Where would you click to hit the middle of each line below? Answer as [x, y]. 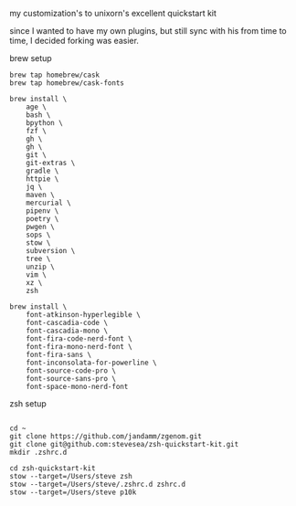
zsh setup [28, 404]
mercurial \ [48, 203]
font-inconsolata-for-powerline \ [91, 363]
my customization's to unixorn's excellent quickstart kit [113, 13]
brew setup [31, 58]
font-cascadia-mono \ [67, 331]
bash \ [38, 115]
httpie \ [42, 179]
